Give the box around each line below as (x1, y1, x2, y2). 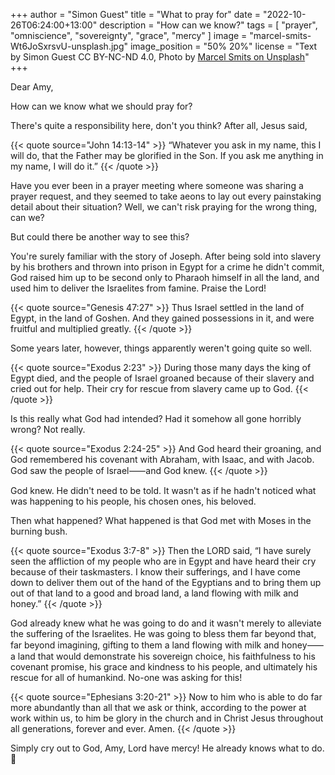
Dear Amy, (10, 81, 54, 93)
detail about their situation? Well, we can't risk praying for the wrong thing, (10, 201, 318, 213)
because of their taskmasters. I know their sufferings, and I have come (10, 566, 301, 578)
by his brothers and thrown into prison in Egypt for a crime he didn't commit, (10, 261, 325, 273)
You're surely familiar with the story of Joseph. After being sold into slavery (10, 250, 322, 262)
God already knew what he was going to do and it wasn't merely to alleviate (10, 617, 322, 629)
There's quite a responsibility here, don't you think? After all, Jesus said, (10, 120, 308, 131)
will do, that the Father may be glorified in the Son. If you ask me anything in (10, 150, 324, 161)
